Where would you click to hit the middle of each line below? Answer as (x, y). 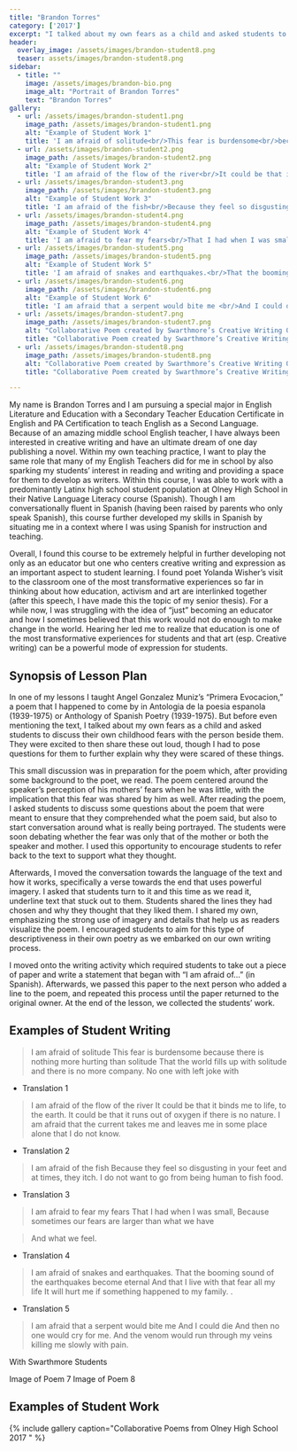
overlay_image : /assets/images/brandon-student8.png (116, 51)
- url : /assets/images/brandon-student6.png (100, 281)
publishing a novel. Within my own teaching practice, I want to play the (138, 452)
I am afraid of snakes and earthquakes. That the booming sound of (152, 1272)
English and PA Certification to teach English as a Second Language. (134, 424)
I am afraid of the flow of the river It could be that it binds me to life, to (159, 1105)
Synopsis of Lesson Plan (78, 676)
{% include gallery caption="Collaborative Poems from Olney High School (144, 1428)
